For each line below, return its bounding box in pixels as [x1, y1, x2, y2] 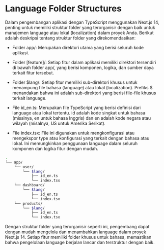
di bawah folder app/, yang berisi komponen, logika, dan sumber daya [12, 65, 154, 71]
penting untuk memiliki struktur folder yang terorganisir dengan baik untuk [5, 24, 156, 30]
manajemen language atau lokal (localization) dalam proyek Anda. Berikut [5, 30, 154, 36]
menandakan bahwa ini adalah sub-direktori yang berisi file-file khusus [12, 90, 156, 96]
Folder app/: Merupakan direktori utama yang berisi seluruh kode [12, 44, 144, 50]
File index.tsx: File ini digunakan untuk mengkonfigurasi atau [12, 130, 135, 136]
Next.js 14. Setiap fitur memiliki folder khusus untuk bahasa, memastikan [5, 234, 152, 240]
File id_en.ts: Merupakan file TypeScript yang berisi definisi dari [12, 105, 141, 110]
